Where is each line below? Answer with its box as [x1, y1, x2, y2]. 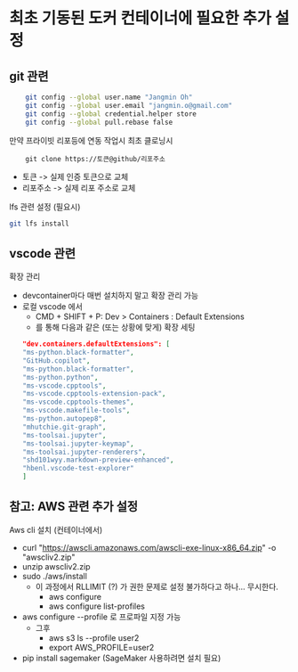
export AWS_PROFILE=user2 [48, 642, 155, 652]
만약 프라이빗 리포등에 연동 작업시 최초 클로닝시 [9, 135, 173, 145]
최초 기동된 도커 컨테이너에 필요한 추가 [9, 8, 272, 29]
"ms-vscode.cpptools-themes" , [21, 397, 135, 406]
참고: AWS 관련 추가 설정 [9, 499, 139, 514]
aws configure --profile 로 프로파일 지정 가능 [21, 611, 181, 622]
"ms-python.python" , [21, 373, 99, 381]
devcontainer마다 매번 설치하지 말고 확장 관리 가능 [21, 291, 198, 301]
